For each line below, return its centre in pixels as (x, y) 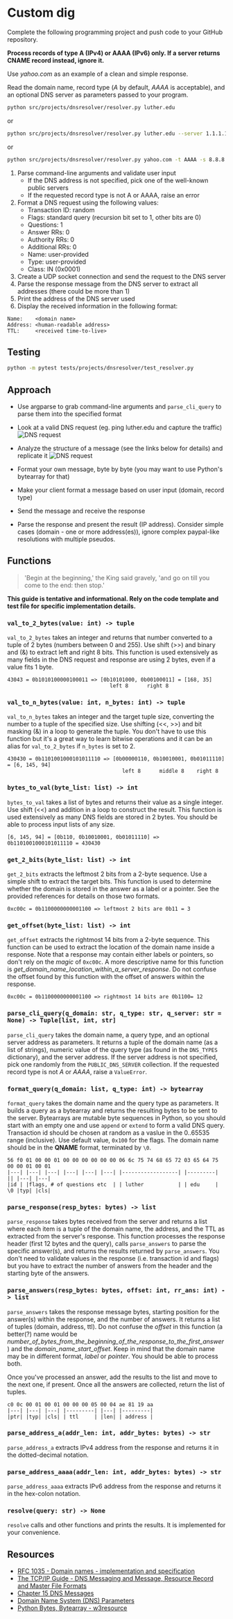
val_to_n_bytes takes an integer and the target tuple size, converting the (111, 717)
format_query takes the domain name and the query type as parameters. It (113, 1103)
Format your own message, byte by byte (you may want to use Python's (120, 469)
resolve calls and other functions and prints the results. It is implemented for (116, 1525)
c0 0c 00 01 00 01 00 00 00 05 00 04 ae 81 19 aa (80, 1404)
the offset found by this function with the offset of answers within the (106, 977)
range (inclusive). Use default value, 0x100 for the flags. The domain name (113, 1140)
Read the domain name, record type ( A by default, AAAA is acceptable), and (116, 87)
